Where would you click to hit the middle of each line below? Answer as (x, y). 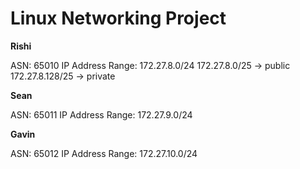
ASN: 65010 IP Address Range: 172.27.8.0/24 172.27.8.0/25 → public (150, 65)
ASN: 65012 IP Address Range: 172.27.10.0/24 (104, 153)
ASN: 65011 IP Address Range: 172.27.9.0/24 (101, 114)
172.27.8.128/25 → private (63, 76)
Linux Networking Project (118, 18)
